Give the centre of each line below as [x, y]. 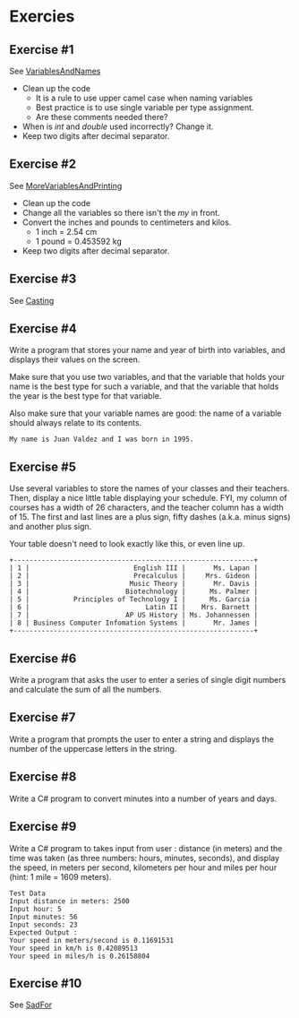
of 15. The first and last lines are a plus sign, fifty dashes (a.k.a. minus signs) [150, 517]
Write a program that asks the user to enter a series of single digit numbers [148, 680]
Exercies [42, 17]
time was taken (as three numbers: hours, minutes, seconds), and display [145, 858]
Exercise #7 [43, 717]
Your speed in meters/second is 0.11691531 [92, 940]
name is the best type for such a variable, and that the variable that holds [144, 386]
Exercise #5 [43, 466]
